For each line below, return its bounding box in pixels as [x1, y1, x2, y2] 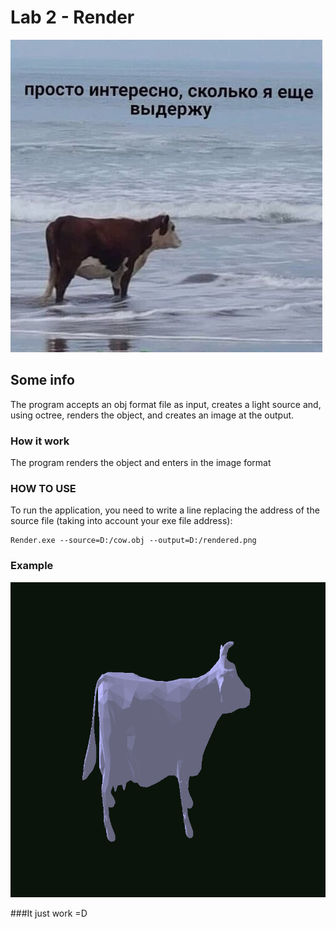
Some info [10, 372, 75, 389]
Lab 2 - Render [10, 6, 135, 29]
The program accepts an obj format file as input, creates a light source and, [10, 398, 322, 410]
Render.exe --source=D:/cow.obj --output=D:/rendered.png [10, 536, 257, 546]
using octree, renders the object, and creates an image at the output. [10, 409, 295, 421]
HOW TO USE [10, 481, 77, 495]
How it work [10, 434, 70, 448]
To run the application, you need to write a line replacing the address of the [10, 504, 320, 516]
